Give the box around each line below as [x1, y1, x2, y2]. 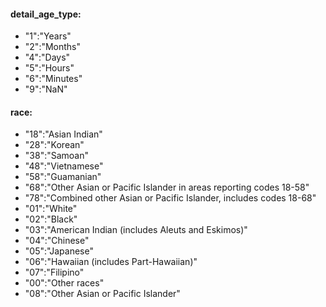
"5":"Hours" [24, 62, 75, 74]
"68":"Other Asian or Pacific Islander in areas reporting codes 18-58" [24, 181, 310, 194]
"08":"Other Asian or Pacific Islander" [24, 288, 181, 300]
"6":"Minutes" [24, 73, 83, 85]
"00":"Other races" [24, 277, 105, 289]
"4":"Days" [24, 51, 71, 64]
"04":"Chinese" [24, 235, 90, 247]
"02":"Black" [24, 213, 78, 225]
